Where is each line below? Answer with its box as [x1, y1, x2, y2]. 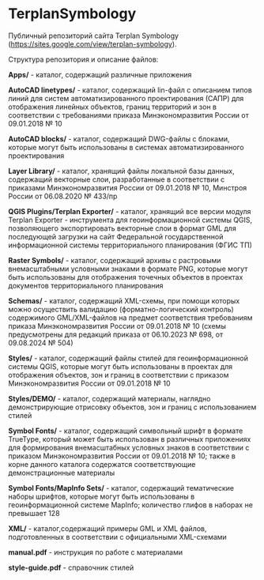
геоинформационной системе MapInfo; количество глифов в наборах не [8, 499, 253, 510]
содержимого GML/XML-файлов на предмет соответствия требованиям [8, 313, 253, 322]
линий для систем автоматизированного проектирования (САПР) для [8, 93, 244, 103]
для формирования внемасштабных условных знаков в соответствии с [8, 443, 250, 452]
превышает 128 [8, 508, 61, 518]
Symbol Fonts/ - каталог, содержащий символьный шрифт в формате [8, 426, 243, 435]
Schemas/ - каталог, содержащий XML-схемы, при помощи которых [8, 296, 240, 305]
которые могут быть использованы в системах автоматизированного [8, 142, 244, 152]
